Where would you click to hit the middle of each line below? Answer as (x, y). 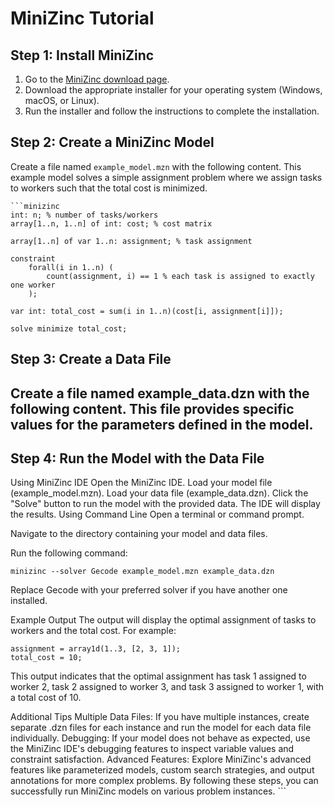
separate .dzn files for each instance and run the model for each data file (161, 728)
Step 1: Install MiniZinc (82, 55)
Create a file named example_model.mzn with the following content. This (156, 166)
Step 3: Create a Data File (91, 359)
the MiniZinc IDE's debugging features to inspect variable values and (152, 749)
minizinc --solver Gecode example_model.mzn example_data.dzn (142, 572)
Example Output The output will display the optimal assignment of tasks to (163, 620)
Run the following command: (69, 553)
